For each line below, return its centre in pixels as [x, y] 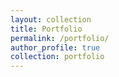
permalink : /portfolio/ [60, 38]
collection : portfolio [57, 57]
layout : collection [51, 19]
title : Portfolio [46, 29]
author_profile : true [55, 47]
